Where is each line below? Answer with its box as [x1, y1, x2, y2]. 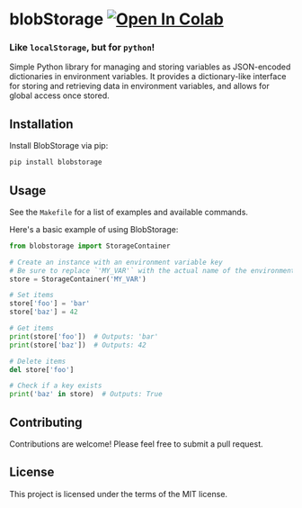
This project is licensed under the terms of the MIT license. [9, 488, 227, 499]
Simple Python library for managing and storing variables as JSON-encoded [9, 61, 291, 72]
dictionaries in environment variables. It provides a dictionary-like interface [9, 71, 287, 82]
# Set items [9, 291, 54, 300]
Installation [9, 116, 74, 132]
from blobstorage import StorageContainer [9, 241, 171, 250]
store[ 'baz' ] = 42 [9, 307, 78, 317]
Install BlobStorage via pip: [9, 141, 109, 151]
